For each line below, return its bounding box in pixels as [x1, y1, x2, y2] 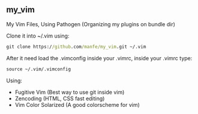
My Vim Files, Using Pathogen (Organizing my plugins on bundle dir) [6, 20, 176, 27]
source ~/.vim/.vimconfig [6, 66, 71, 72]
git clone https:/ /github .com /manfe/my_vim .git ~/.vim [6, 44, 146, 50]
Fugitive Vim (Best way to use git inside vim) [14, 88, 125, 95]
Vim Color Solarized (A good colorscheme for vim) [14, 101, 140, 108]
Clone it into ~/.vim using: [6, 32, 70, 39]
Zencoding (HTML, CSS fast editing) [14, 95, 105, 102]
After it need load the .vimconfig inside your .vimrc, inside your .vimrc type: [6, 54, 193, 61]
